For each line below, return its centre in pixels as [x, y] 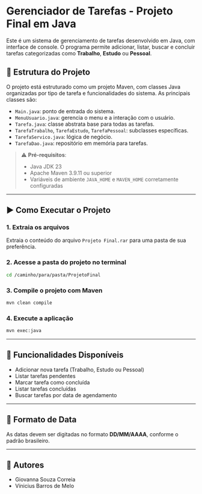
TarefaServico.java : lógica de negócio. [64, 137]
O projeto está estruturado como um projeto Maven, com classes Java [93, 87]
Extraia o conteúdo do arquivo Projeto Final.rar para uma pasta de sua [96, 240]
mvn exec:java [24, 331]
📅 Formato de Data [41, 420]
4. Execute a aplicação [40, 318]
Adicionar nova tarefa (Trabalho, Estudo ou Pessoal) [79, 369]
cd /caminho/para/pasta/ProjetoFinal [54, 275]
